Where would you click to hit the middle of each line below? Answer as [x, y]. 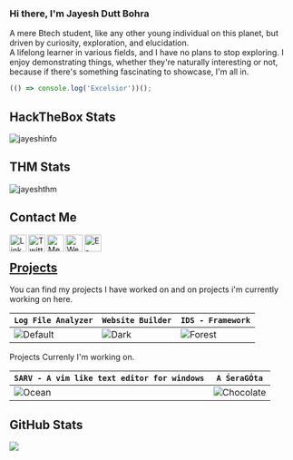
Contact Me [43, 217]
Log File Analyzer [54, 321]
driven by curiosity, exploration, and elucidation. [99, 43]
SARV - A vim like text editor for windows [109, 378]
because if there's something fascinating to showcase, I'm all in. [129, 72]
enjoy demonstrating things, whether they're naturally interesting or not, [144, 63]
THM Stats [40, 167]
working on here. [41, 299]
